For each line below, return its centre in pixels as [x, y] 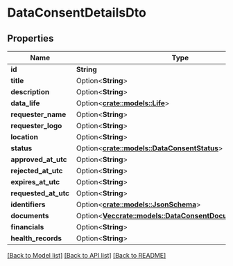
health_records [36, 238]
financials [27, 227]
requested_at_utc [40, 193]
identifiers [28, 204]
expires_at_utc [35, 182]
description [30, 92]
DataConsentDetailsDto [77, 13]
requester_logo [36, 126]
